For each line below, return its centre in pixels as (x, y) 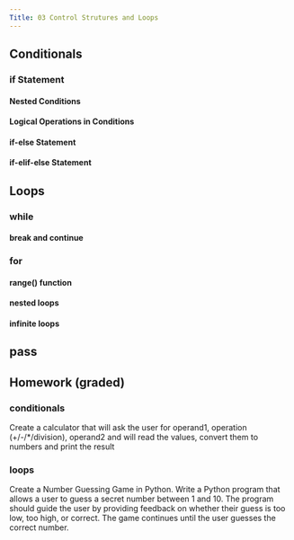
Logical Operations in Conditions (72, 121)
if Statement (37, 79)
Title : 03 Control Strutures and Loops (84, 18)
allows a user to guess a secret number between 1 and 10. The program (142, 499)
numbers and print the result (62, 447)
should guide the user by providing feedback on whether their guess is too (147, 509)
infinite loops (35, 323)
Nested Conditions (45, 101)
